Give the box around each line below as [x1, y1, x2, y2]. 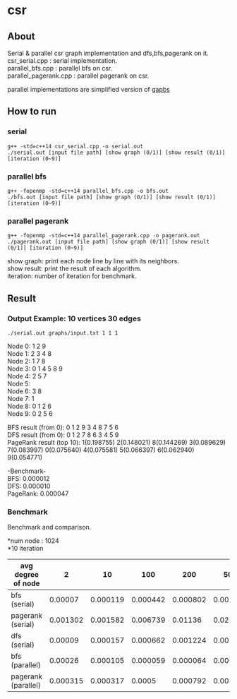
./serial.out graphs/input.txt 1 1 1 [7, 329, 119, 337]
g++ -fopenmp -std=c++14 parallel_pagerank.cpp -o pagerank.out [7, 232, 200, 239]
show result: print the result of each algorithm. [7, 264, 142, 273]
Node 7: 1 [7, 394, 35, 402]
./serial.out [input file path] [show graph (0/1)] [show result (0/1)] [7, 149, 226, 156]
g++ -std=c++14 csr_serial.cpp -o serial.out [7, 143, 143, 150]
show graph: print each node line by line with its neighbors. [7, 257, 180, 265]
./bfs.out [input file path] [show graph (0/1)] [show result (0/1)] [7, 193, 217, 201]
